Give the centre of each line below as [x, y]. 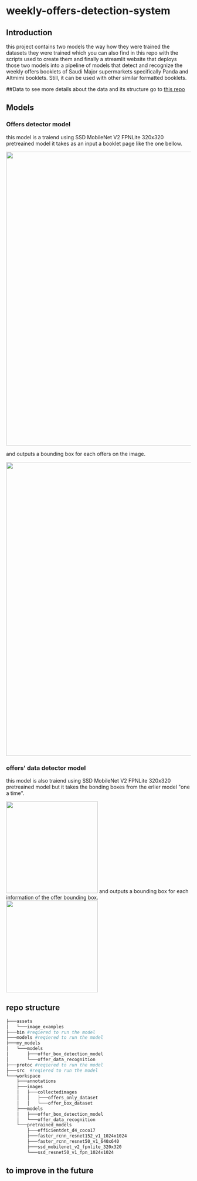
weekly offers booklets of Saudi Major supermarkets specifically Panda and [97, 71]
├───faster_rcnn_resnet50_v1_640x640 [73, 1142]
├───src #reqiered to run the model [52, 1071]
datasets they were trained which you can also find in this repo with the [92, 53]
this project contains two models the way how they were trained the [88, 46]
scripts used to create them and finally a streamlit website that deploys [91, 59]
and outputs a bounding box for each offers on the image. [76, 454]
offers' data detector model [46, 768]
